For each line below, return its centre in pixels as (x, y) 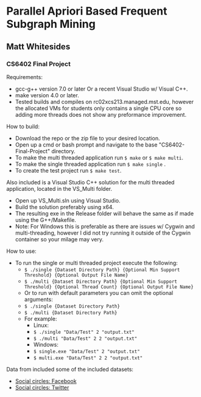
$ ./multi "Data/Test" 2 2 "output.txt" (85, 339)
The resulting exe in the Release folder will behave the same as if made (104, 213)
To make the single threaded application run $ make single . (90, 164)
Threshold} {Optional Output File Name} (76, 275)
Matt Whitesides (38, 47)
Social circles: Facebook (46, 381)
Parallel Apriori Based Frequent (87, 11)
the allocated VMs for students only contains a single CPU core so (98, 108)
